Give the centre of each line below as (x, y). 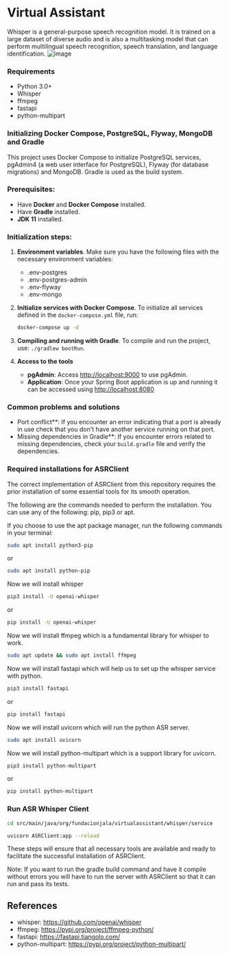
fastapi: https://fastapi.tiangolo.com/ (69, 937)
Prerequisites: (31, 189)
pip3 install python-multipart (52, 766)
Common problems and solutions (63, 407)
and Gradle (26, 142)
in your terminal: (30, 533)
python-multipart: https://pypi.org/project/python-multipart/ (101, 944)
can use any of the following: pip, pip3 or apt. (71, 512)
